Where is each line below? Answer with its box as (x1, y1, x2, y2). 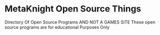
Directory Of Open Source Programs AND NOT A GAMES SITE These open (4, 19, 156, 25)
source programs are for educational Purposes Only (4, 24, 110, 30)
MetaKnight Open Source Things (4, 3, 141, 14)
